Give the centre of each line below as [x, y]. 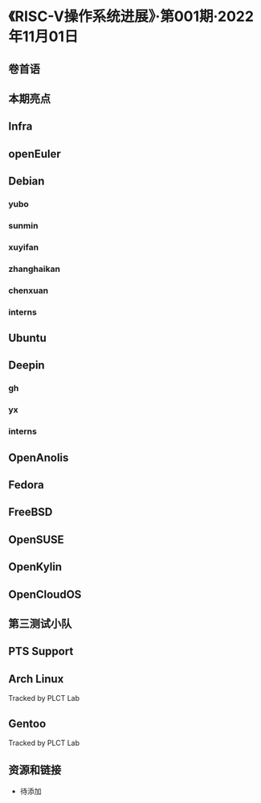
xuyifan [23, 247]
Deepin [27, 366]
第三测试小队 [40, 623]
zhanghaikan [34, 269]
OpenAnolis [39, 457]
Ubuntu [27, 338]
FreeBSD [31, 512]
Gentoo [27, 724]
